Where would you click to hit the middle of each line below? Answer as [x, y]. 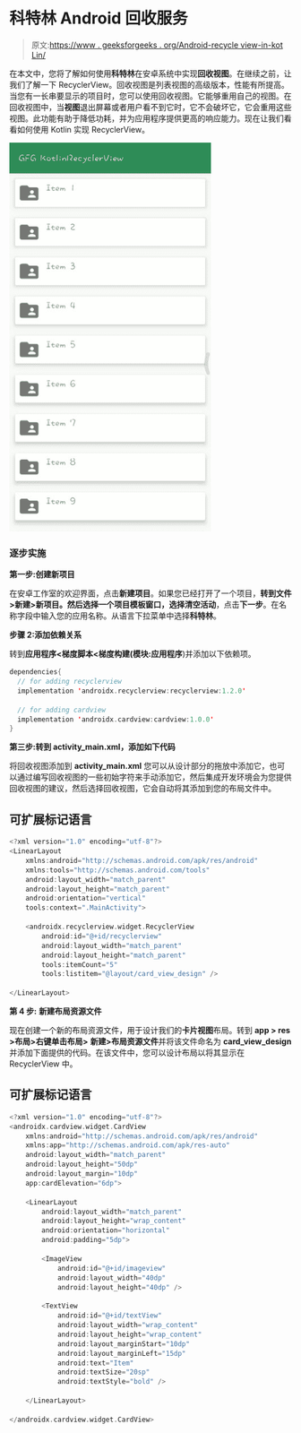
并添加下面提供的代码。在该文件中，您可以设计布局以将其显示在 [127, 1053]
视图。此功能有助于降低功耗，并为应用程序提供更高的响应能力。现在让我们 [146, 118]
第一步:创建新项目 [42, 574]
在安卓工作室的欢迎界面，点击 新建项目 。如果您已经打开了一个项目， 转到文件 [150, 593]
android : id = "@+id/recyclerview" [102, 936]
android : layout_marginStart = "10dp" [124, 1344]
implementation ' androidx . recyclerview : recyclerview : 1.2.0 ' [132, 691]
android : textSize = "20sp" [103, 1372]
